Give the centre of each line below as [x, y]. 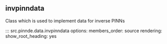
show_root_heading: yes [31, 36]
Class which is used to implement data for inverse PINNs [65, 20]
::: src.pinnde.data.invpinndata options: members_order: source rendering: [84, 31]
